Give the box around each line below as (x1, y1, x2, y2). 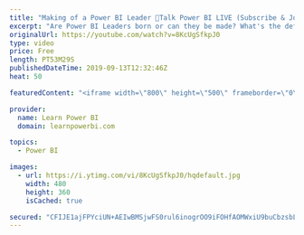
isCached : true (25, 196, 83, 205)
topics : (9, 137, 39, 147)
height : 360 (25, 187, 71, 197)
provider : (9, 105, 47, 114)
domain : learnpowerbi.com (17, 121, 116, 131)
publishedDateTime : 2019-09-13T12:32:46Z (9, 64, 168, 73)
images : (9, 163, 39, 172)
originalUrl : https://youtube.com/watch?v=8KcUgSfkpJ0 (9, 30, 221, 39)
